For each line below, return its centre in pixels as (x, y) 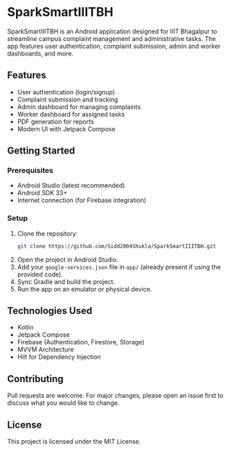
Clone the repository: (47, 233)
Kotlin (25, 328)
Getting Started (41, 151)
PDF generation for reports (55, 122)
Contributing (35, 379)
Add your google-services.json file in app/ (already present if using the (119, 267)
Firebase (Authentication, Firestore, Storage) (81, 342)
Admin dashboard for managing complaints (79, 107)
